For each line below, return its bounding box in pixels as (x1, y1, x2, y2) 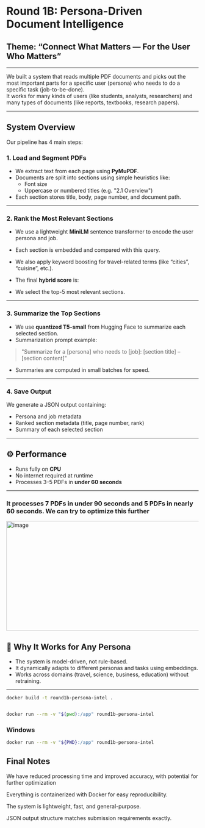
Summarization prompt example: (15, 336, 98, 343)
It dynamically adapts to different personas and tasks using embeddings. (15, 664, 198, 671)
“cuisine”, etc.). (15, 265, 54, 272)
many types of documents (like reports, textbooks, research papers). (6, 99, 180, 106)
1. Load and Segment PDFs (6, 154, 87, 162)
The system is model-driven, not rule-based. (15, 657, 128, 665)
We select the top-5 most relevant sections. (15, 288, 125, 296)
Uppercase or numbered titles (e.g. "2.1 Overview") (24, 187, 153, 195)
